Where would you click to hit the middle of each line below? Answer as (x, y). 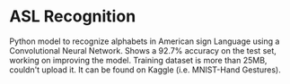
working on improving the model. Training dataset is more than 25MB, (138, 60)
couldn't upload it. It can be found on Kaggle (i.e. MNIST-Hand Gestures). (145, 70)
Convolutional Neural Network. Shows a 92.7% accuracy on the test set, (143, 50)
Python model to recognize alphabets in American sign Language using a (145, 41)
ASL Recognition (73, 17)
